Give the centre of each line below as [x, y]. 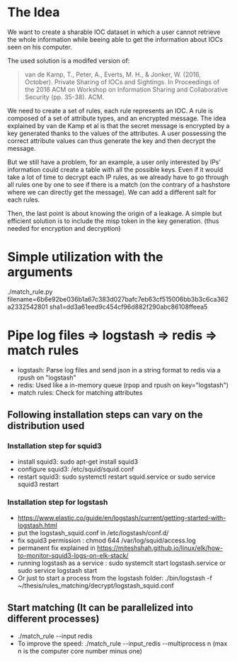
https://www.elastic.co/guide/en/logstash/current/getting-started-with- [122, 518]
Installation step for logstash [58, 502]
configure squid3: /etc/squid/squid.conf [76, 469]
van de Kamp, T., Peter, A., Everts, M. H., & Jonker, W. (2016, [113, 74]
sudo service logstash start [57, 570]
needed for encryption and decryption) [64, 228]
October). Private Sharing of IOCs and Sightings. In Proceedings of [122, 81]
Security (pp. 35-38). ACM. [64, 97]
